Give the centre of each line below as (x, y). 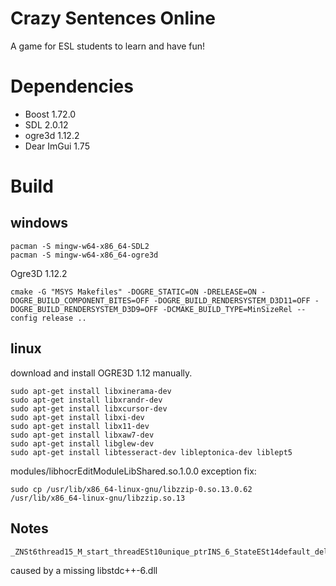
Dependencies (72, 86)
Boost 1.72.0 (50, 114)
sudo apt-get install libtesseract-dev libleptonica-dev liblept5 (151, 452)
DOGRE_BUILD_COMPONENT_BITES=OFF (80, 300)
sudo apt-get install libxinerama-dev (91, 391)
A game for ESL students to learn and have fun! (108, 46)
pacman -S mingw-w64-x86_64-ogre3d (84, 255)
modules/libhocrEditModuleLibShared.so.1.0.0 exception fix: (133, 471)
